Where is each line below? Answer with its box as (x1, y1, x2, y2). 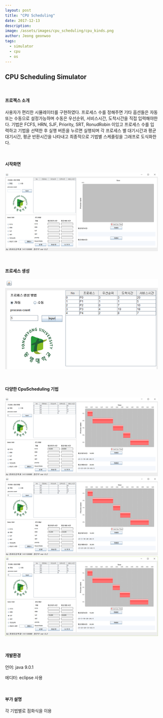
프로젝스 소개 (5, 97, 30, 103)
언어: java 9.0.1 (5, 664, 34, 670)
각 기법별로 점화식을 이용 (5, 708, 52, 714)
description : (5, 23, 32, 28)
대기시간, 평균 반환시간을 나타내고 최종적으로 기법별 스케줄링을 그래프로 (5, 133, 140, 139)
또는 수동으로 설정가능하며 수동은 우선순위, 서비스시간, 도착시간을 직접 (5, 115, 137, 121)
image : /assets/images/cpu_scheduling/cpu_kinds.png (5, 28, 114, 34)
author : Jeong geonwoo (5, 34, 51, 38)
